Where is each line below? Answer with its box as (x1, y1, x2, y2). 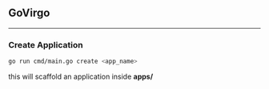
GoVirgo (8, 6, 50, 20)
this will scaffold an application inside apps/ (8, 72, 154, 81)
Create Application (8, 39, 83, 50)
